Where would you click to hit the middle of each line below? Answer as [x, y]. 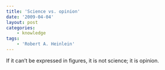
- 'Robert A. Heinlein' [46, 44]
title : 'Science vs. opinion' [43, 11]
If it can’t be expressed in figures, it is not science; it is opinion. [82, 60]
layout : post [22, 22]
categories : [21, 28]
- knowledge [31, 33]
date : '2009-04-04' [30, 17]
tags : [13, 38]
